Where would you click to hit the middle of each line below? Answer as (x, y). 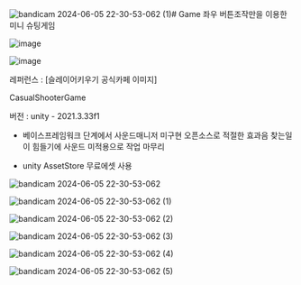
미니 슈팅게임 (32, 25)
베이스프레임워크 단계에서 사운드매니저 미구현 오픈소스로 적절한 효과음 (145, 135)
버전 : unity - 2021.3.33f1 (55, 116)
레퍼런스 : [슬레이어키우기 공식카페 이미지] (83, 79)
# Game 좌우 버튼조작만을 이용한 (229, 14)
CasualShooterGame (48, 97)
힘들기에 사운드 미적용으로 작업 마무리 (98, 147)
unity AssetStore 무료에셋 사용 (77, 165)
